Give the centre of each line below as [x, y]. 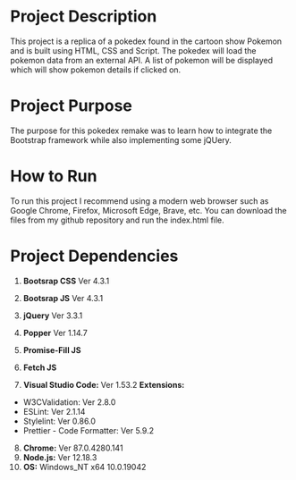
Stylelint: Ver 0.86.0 [59, 421]
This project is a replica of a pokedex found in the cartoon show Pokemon [146, 41]
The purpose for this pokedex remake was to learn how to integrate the [141, 131]
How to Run [54, 177]
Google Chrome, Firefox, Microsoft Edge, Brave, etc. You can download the [148, 210]
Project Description [84, 17]
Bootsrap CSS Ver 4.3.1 [66, 281]
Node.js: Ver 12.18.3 [60, 457]
